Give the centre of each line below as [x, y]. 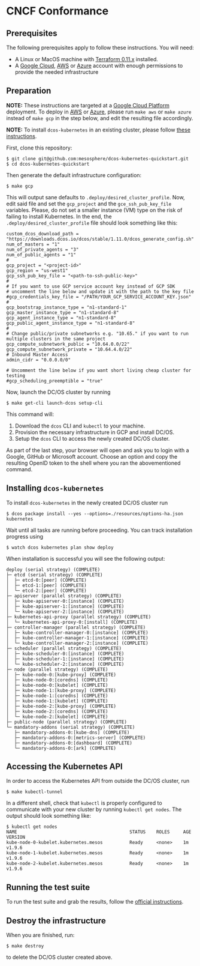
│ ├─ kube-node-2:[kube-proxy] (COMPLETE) [61, 706]
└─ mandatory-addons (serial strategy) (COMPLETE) [71, 727]
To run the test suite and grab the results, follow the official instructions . [95, 902]
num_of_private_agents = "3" [43, 249]
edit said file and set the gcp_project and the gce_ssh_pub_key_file [89, 204]
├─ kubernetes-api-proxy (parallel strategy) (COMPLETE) [79, 617]
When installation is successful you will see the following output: [86, 558]
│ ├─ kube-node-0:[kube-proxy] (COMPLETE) [61, 675]
